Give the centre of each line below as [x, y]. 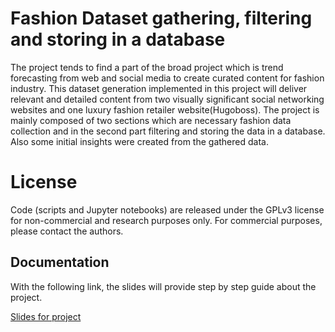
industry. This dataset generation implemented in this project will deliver [159, 88]
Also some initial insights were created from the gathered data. [139, 141]
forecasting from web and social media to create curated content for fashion [167, 78]
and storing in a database [118, 39]
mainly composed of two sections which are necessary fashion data [151, 120]
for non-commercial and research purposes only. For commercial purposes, [166, 220]
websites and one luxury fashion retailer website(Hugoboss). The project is [165, 109]
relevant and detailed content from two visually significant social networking [167, 99]
